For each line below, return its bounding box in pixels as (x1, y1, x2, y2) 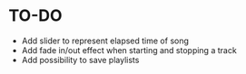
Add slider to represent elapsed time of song (21, 35, 190, 46)
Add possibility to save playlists (21, 54, 140, 65)
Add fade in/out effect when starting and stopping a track (21, 44, 237, 55)
